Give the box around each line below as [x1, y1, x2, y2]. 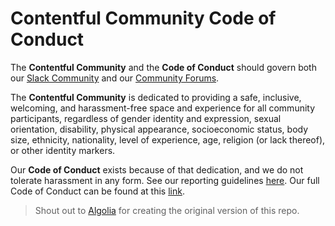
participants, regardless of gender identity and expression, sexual [10, 112, 282, 124]
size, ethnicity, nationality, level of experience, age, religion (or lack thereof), [10, 133, 326, 146]
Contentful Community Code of [10, 7, 277, 30]
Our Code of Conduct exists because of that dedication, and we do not [10, 163, 304, 176]
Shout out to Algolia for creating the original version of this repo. [34, 204, 300, 216]
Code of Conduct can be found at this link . [10, 185, 185, 197]
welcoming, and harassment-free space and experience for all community [10, 102, 316, 114]
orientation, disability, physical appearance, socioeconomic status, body [10, 123, 309, 135]
